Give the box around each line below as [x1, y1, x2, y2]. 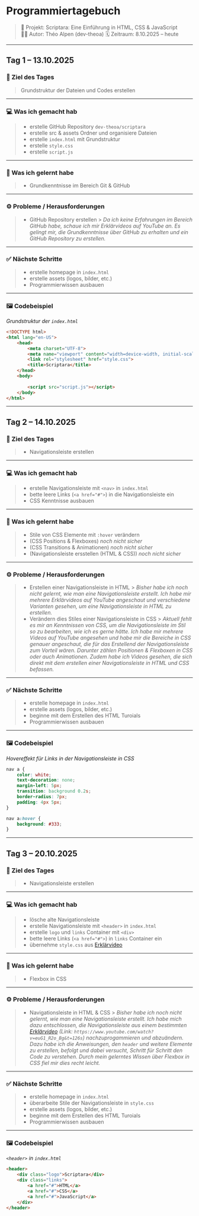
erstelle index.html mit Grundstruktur [29, 135, 120, 143]
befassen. [29, 665, 54, 673]
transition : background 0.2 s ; [17, 788, 92, 795]
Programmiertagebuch [6, 4, 121, 18]
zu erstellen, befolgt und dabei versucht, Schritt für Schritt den [29, 1047, 182, 1054]
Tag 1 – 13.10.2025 [6, 55, 74, 66]
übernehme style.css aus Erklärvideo [29, 941, 123, 949]
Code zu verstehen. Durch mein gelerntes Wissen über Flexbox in [29, 1053, 190, 1060]
